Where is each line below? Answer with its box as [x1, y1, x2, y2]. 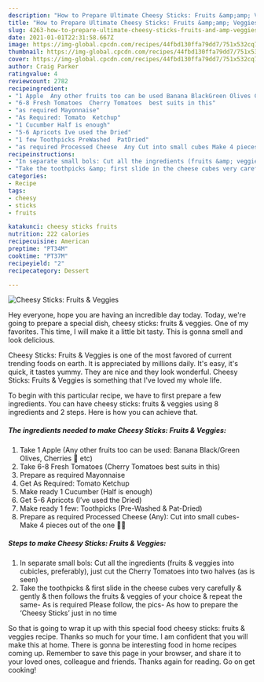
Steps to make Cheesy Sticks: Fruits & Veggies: [8, 538, 167, 548]
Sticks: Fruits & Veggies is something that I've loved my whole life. [8, 376, 222, 385]
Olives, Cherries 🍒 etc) [19, 453, 93, 464]
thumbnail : [8, 48, 44, 56]
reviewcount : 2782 [8, 77, 68, 85]
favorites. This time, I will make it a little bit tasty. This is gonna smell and [8, 327, 244, 336]
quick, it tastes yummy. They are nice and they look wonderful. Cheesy [8, 367, 238, 377]
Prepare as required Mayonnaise [19, 471, 126, 480]
